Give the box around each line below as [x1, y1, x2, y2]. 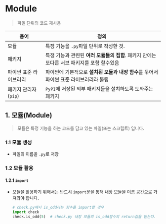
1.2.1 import [5, 177, 29, 183]
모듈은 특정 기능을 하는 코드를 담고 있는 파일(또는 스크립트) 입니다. [17, 125, 145, 131]
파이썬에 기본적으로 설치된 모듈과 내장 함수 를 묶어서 [45, 68, 158, 75]
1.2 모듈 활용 [5, 165, 34, 171]
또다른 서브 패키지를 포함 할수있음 [45, 59, 120, 66]
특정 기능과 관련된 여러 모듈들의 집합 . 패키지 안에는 [45, 52, 157, 58]
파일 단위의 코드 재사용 [17, 20, 61, 26]
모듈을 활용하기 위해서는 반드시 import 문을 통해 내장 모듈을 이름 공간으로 [12, 189, 152, 195]
